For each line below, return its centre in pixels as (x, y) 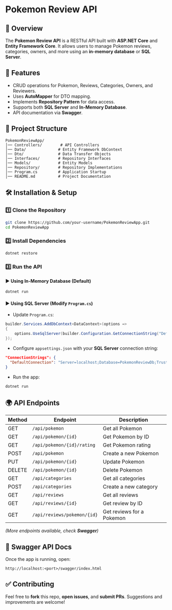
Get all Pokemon (122, 429)
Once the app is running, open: (38, 559)
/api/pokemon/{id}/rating (64, 445)
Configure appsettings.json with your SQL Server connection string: (85, 348)
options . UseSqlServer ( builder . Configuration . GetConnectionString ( (87, 334)
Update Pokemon (124, 462)
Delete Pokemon (123, 470)
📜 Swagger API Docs (39, 547)
